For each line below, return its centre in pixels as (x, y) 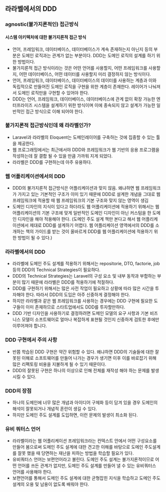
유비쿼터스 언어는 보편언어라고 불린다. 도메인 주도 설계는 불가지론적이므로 (83, 460)
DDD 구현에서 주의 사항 (31, 340)
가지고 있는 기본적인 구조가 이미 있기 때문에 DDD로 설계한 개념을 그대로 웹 (89, 194)
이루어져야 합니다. (29, 326)
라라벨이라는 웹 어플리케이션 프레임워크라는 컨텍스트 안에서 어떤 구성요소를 (84, 441)
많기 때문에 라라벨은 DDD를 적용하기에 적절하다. (68, 282)
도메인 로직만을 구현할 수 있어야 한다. (53, 93)
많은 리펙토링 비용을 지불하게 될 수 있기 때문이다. (59, 364)
